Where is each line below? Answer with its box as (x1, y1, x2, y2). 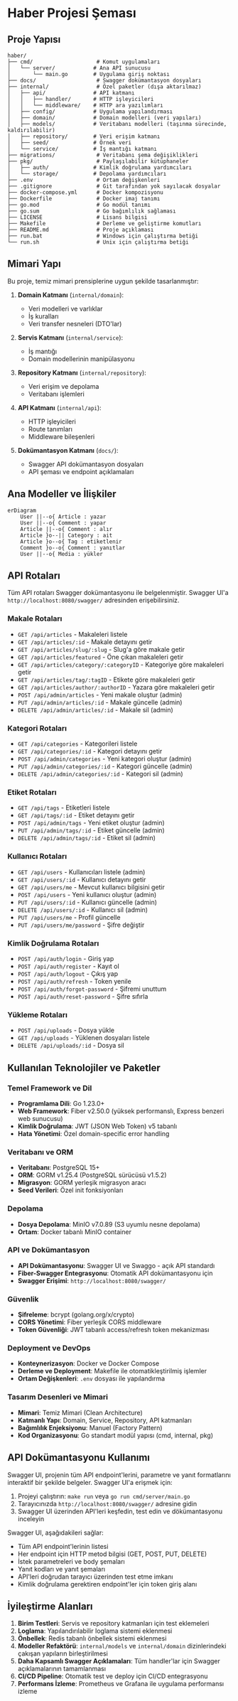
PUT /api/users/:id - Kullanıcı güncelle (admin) (17, 898, 158, 906)
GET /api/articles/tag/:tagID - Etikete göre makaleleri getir (17, 675, 195, 684)
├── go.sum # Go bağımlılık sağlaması (7, 208, 176, 215)
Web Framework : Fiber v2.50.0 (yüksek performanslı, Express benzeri (17, 1107, 225, 1115)
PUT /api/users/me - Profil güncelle (17, 913, 121, 921)
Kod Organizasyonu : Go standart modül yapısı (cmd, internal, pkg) (17, 1431, 214, 1439)
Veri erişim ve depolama (28, 382, 99, 390)
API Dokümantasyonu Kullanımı (7, 1452, 151, 1464)
